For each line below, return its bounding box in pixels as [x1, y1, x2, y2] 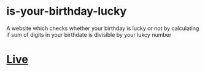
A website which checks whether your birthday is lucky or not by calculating [6, 24, 199, 32]
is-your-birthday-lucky [6, 4, 127, 18]
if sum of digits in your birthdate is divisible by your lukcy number [6, 31, 172, 38]
